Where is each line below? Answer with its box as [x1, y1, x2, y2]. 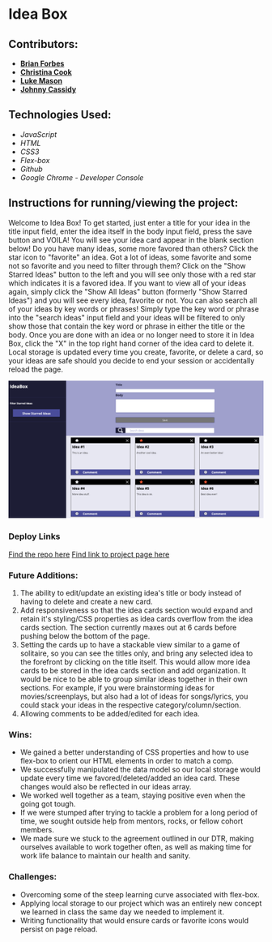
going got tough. [19, 799, 76, 809]
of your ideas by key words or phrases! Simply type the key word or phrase [8, 303, 259, 313]
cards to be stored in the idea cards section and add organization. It [19, 665, 247, 675]
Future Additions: [8, 570, 79, 581]
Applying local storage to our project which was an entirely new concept [19, 898, 262, 908]
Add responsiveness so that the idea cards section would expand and [19, 605, 253, 615]
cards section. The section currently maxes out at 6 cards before [19, 622, 237, 632]
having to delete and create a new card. [19, 596, 153, 606]
